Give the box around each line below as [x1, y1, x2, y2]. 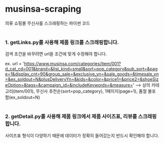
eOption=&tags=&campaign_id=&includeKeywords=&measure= [5, 82, 133, 88]
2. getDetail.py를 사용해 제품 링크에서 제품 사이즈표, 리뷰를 [5, 113, 137, 120]
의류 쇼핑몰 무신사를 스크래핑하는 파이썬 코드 [5, 20, 91, 26]
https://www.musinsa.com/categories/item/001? [23, 61, 121, 67]
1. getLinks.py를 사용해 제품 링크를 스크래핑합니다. [5, 39, 119, 46]
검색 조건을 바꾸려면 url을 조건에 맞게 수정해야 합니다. [5, 51, 107, 57]
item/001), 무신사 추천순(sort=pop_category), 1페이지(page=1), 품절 [14, 88, 147, 94]
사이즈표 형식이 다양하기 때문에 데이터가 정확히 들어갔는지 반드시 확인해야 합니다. [5, 132, 160, 138]
